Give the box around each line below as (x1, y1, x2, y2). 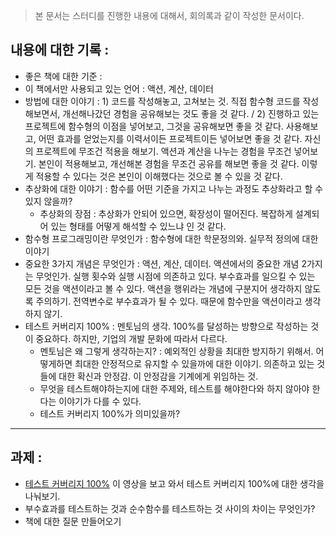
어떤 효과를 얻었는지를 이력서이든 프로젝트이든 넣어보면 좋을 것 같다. (38, 132, 303, 144)
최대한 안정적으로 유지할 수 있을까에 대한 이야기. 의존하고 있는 (74, 357, 315, 369)
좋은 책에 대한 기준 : (24, 70, 103, 82)
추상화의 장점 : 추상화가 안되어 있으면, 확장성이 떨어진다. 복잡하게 (39, 207, 293, 219)
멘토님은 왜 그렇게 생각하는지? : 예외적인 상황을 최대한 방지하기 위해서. (39, 345, 314, 357)
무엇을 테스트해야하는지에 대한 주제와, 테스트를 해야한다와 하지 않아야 (39, 382, 310, 394)
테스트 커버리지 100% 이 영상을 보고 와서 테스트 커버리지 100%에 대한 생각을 (24, 477, 325, 489)
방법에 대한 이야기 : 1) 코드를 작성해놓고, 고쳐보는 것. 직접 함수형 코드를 (24, 95, 301, 107)
